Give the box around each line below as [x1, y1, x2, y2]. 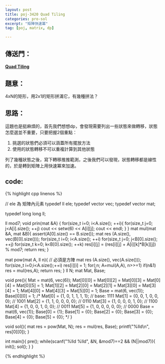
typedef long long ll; [5, 211, 46, 217]
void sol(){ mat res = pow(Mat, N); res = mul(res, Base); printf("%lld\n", [5, 323, 150, 329]
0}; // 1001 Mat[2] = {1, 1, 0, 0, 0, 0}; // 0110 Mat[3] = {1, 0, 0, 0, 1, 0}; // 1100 [5, 298, 158, 304]
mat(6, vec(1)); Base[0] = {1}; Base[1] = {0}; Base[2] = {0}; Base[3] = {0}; [5, 309, 153, 315]
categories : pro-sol [5, 16, 48, 21]
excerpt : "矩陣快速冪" [5, 21, 48, 26]
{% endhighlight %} [5, 353, 45, 359]
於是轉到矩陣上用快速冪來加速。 [13, 163, 79, 169]
